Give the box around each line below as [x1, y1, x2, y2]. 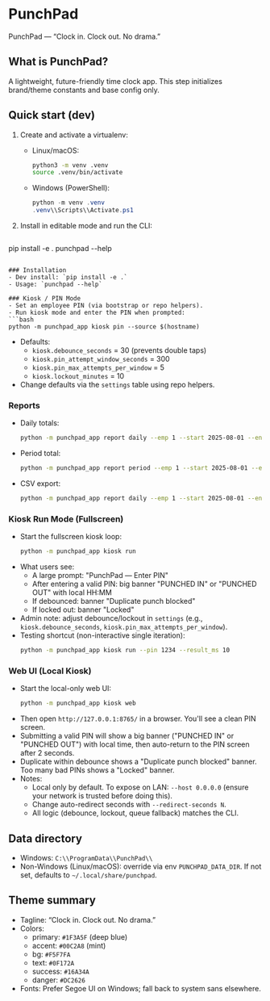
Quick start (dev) [8, 108, 95, 122]
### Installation [8, 266, 67, 274]
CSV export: [19, 479, 61, 488]
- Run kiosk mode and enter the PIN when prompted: [8, 308, 185, 317]
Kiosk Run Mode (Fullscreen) [8, 513, 124, 525]
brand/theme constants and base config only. [8, 85, 160, 94]
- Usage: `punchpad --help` [8, 280, 103, 289]
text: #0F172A [31, 957, 75, 967]
